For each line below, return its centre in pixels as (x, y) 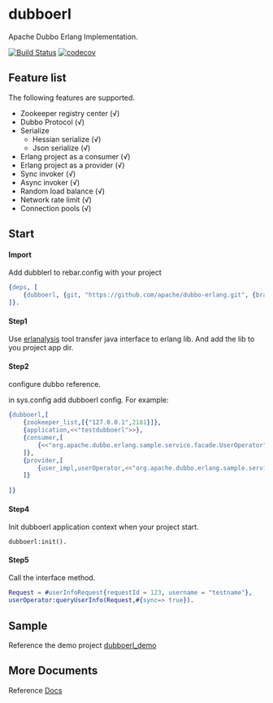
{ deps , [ (23, 288)
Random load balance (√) (63, 191)
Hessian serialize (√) (67, 139)
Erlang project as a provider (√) (72, 165)
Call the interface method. (52, 578)
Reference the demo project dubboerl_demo (82, 645)
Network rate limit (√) (56, 199)
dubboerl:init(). (38, 542)
